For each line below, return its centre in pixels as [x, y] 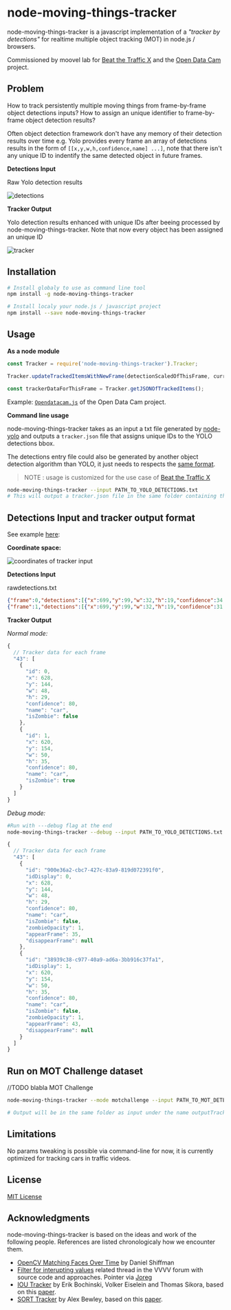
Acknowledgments [49, 1218]
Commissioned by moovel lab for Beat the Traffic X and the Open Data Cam [114, 59]
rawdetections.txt [32, 588]
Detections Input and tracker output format [101, 517]
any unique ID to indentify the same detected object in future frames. [105, 155]
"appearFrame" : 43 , [53, 1024]
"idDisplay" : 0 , [48, 876]
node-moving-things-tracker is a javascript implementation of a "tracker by [114, 32]
